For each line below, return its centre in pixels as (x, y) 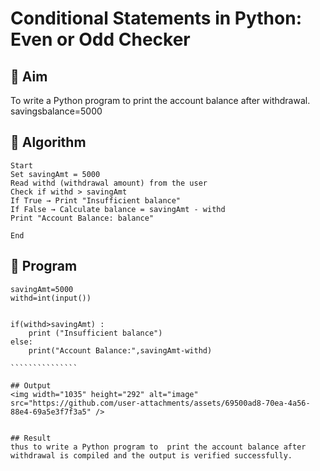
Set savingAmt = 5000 (55, 174)
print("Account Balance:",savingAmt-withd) (120, 350)
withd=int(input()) (51, 298)
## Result (31, 438)
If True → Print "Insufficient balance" (96, 200)
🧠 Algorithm (48, 142)
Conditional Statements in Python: (156, 18)
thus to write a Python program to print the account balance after (158, 447)
